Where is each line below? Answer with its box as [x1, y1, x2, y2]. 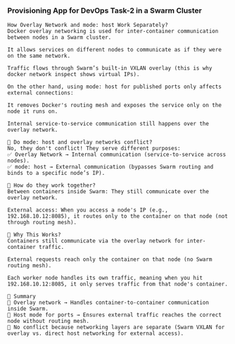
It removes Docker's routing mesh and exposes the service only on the [7, 102, 222, 109]
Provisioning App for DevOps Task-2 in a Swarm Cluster [7, 6, 203, 16]
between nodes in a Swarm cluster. [7, 34, 112, 41]
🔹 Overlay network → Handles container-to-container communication [7, 299, 210, 307]
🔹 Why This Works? [7, 231, 61, 238]
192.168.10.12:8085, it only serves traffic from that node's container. [7, 281, 229, 288]
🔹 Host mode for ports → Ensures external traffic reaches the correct [7, 312, 222, 319]
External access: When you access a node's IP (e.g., [7, 207, 169, 214]
